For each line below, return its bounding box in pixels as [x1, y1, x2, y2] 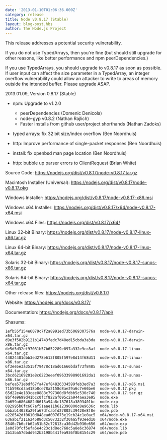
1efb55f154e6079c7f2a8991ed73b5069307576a [5, 329, 96, 334]
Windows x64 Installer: [5, 205, 53, 211]
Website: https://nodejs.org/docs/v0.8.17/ [5, 299, 91, 305]
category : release [5, 12, 44, 17]
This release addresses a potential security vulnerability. [5, 40, 122, 46]
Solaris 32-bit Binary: [5, 260, 49, 266]
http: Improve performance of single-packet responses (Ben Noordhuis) [12, 141, 162, 147]
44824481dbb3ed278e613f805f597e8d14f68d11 [5, 355, 96, 360]
